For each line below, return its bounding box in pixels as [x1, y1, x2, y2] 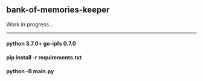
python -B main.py [6, 67, 54, 74]
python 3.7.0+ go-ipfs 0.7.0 [6, 40, 77, 47]
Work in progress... [6, 20, 54, 28]
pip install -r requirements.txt [6, 54, 82, 61]
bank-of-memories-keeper [6, 5, 110, 15]
